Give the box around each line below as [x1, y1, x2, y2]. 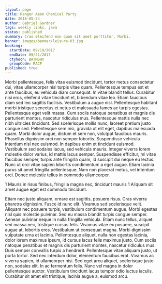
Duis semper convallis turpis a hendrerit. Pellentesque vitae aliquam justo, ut [5, 248, 158, 253]
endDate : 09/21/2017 [9, 52, 51, 57]
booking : [5, 43, 23, 48]
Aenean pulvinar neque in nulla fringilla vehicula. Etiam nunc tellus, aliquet [5, 217, 153, 222]
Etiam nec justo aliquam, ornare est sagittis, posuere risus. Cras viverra [5, 196, 147, 201]
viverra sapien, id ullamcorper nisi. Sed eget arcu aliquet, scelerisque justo [5, 258, 154, 264]
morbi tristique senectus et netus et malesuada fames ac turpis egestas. [5, 105, 149, 111]
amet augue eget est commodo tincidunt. [5, 186, 87, 192]
